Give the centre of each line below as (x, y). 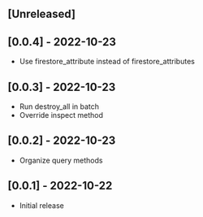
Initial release (41, 205)
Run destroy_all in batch (59, 106)
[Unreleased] (42, 14)
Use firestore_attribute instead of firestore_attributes (107, 62)
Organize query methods (61, 160)
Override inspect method (61, 115)
